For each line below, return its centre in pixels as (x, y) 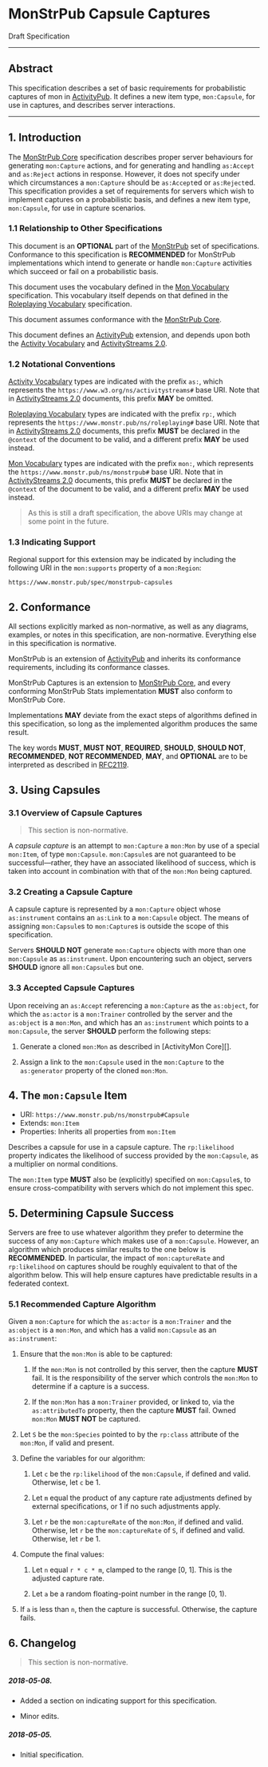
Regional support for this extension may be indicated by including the (122, 560)
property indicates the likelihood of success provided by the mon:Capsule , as (134, 1155)
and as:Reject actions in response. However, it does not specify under (124, 174)
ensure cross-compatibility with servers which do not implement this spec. (131, 1188)
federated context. (39, 1283)
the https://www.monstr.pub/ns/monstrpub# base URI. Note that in (116, 472)
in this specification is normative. (63, 644)
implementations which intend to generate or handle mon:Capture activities (130, 263)
